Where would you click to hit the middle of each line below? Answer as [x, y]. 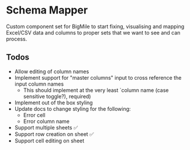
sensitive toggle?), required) [57, 96]
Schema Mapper [47, 10]
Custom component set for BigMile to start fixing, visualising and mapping [95, 26]
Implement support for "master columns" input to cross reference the [98, 77]
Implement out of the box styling [53, 103]
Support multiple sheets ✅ [46, 127]
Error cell [34, 115]
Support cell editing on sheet [49, 141]
